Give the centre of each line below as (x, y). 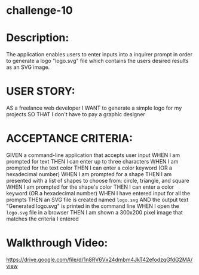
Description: (38, 38)
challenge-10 (39, 10)
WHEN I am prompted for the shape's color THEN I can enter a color (90, 187)
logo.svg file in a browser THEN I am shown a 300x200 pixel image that (95, 212)
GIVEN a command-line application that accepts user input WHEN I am (93, 155)
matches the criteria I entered (42, 219)
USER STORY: (41, 91)
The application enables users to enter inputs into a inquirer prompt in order (99, 55)
